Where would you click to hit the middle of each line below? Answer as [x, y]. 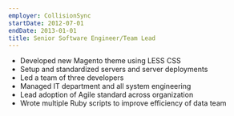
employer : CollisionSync [50, 16]
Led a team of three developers [72, 78]
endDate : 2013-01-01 [43, 30]
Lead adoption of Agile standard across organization [107, 95]
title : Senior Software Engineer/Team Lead [82, 38]
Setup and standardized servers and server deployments [114, 70]
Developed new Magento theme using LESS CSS [101, 61]
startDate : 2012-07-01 [46, 23]
